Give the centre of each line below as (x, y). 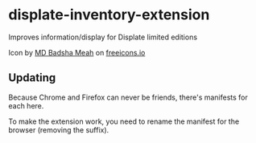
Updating (32, 78)
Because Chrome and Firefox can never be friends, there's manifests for (128, 97)
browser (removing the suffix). (59, 129)
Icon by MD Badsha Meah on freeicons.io (77, 52)
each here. (26, 105)
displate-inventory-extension (109, 15)
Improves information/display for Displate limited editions (103, 37)
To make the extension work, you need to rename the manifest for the (124, 121)
